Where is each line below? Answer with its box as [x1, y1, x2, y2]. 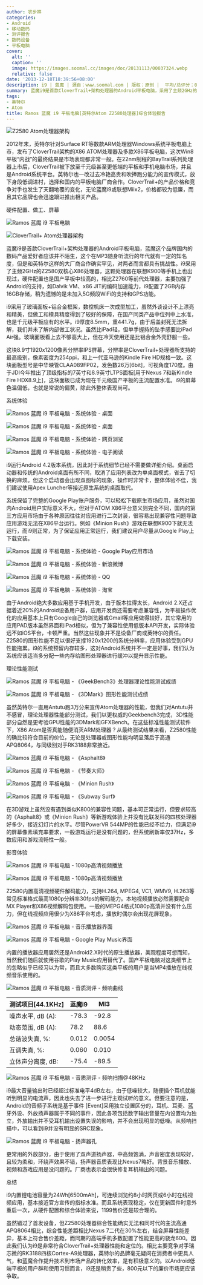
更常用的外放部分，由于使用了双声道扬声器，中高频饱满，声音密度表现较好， [6, 1151, 197, 1158]
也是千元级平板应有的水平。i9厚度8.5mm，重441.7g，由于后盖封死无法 [6, 319, 182, 326]
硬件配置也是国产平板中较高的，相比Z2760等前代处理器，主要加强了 [22, 275, 192, 282]
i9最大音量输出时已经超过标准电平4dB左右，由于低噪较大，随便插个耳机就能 [6, 1087, 196, 1094]
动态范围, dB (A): [9, 1023, 57, 1032]
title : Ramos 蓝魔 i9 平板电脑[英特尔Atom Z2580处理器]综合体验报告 [6, 110, 166, 116]
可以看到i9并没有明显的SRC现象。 [22, 1125, 107, 1132]
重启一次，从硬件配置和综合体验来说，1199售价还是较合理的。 [6, 1206, 160, 1214]
